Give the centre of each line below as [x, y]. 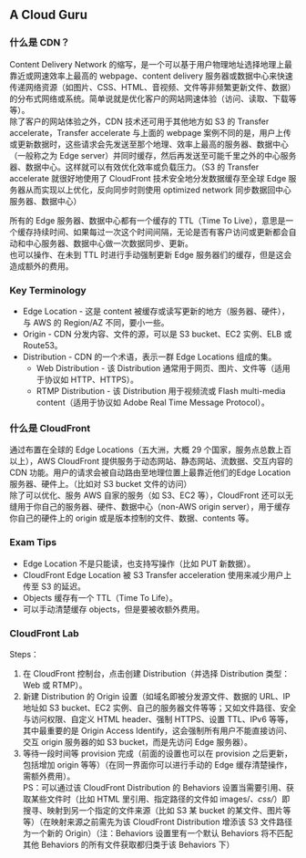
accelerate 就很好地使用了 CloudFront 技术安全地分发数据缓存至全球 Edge [148, 178]
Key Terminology [48, 290]
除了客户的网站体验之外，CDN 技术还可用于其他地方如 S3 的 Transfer [139, 121]
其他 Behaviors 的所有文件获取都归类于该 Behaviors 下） [128, 844]
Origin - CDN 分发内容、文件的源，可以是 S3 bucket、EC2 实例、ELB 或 [157, 334]
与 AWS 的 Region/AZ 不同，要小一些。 [96, 322]
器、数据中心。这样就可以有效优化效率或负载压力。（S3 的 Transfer [134, 167]
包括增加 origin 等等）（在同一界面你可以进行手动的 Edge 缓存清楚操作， [157, 764]
